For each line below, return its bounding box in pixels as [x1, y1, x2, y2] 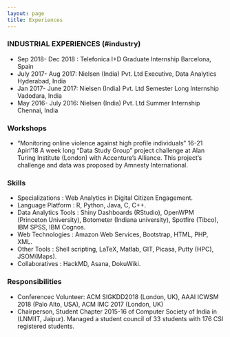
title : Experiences [7, 17, 63, 23]
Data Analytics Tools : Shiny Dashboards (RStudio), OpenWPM [17, 208, 194, 217]
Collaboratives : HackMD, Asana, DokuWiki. [17, 260, 141, 268]
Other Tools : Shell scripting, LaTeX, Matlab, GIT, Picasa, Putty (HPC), [17, 245, 214, 254]
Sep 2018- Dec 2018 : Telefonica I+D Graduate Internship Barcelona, [17, 54, 211, 63]
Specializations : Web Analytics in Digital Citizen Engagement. [17, 194, 194, 202]
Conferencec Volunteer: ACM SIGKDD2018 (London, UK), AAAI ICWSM [17, 292, 219, 300]
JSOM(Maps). [17, 252, 57, 261]
